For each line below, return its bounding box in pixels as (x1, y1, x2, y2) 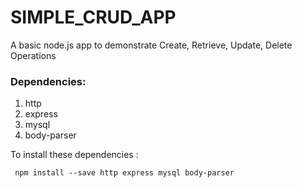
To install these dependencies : (10, 149, 139, 161)
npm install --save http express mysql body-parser (14, 168, 235, 178)
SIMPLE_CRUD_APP (10, 6, 177, 29)
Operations (10, 49, 57, 61)
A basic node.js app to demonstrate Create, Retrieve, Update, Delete (10, 39, 293, 51)
